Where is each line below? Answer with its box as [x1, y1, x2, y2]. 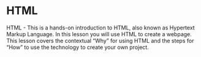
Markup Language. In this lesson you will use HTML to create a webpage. [6, 30, 192, 37]
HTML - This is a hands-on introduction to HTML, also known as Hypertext [6, 24, 195, 31]
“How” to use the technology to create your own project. [6, 44, 149, 51]
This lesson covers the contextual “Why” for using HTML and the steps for [6, 37, 194, 44]
